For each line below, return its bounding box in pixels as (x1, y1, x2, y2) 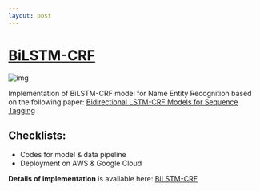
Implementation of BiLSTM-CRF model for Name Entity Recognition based (8, 88, 252, 98)
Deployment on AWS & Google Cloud (19, 158, 142, 169)
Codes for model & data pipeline (19, 150, 126, 160)
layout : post (8, 11, 52, 20)
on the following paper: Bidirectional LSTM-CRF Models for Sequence (8, 97, 238, 107)
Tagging (8, 105, 36, 115)
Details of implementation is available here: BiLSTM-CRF (8, 174, 198, 184)
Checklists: (8, 128, 66, 142)
